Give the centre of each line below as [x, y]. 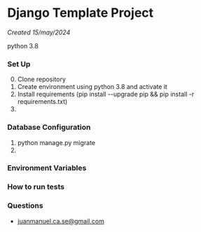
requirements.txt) [42, 102]
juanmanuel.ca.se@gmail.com [61, 221]
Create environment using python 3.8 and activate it [92, 87]
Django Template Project [81, 13]
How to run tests [36, 187]
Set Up [19, 64]
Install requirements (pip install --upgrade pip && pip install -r [106, 94]
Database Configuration [49, 128]
